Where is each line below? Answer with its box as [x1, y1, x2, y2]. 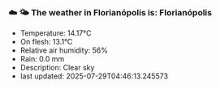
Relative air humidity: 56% [19, 45, 108, 55]
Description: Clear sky [19, 63, 95, 73]
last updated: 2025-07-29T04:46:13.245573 [19, 71, 169, 81]
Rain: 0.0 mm [19, 54, 65, 64]
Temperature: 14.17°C [19, 28, 92, 38]
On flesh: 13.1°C [19, 37, 73, 47]
